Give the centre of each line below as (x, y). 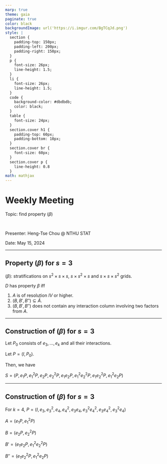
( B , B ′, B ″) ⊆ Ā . (27, 300)
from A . (20, 311)
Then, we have (20, 365)
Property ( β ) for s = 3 (39, 263)
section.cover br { (30, 148)
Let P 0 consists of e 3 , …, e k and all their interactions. (58, 344)
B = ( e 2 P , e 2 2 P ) (21, 433)
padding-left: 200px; (36, 47)
